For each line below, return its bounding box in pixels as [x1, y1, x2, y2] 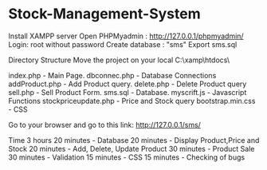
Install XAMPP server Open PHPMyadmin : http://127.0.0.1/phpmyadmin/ [8, 31, 245, 41]
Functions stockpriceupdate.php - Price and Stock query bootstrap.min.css [8, 96, 256, 105]
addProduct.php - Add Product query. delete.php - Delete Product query [8, 79, 247, 89]
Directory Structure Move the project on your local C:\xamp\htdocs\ [8, 55, 230, 65]
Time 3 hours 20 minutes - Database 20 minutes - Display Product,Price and [8, 135, 260, 144]
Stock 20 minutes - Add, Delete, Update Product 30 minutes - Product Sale [8, 144, 255, 153]
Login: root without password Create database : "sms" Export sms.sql [8, 39, 238, 49]
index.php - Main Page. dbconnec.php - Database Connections [8, 70, 217, 80]
